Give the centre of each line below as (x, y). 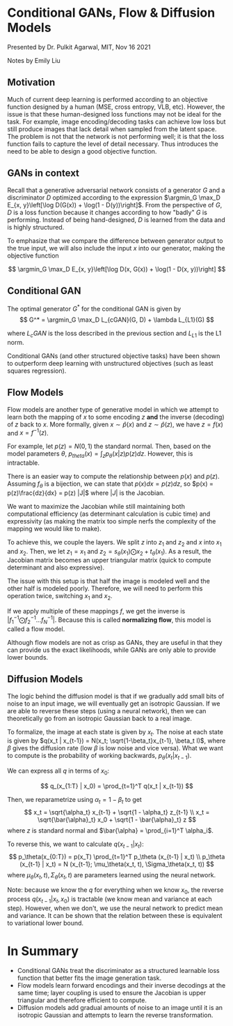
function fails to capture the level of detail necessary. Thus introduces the (113, 144)
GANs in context (43, 173)
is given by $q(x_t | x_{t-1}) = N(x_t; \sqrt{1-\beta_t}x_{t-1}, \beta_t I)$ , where (116, 741)
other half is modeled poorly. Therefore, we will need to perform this (105, 588)
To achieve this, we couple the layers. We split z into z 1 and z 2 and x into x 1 (114, 543)
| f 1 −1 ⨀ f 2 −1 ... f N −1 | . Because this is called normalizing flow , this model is (109, 620)
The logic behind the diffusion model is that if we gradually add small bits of (116, 696)
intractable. (24, 463)
